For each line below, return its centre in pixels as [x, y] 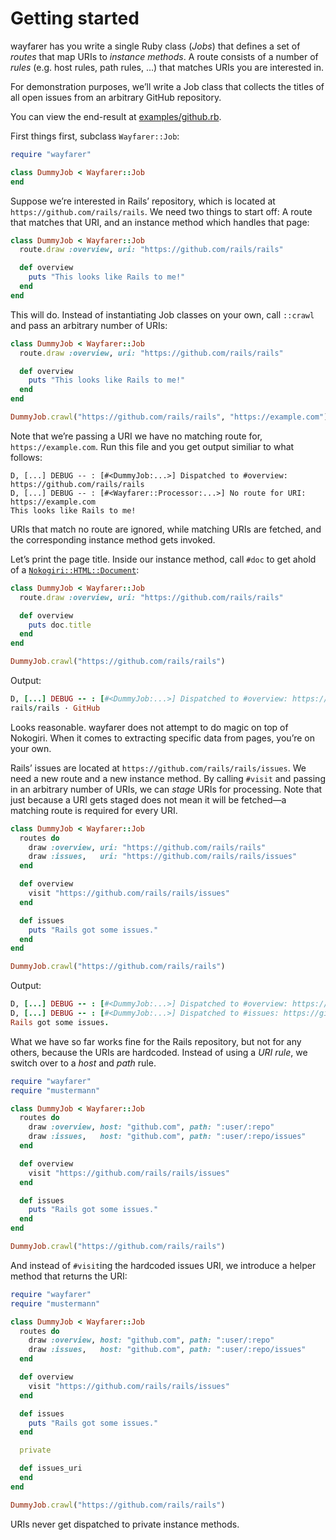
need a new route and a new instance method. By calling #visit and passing [168, 778]
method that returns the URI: [69, 1276]
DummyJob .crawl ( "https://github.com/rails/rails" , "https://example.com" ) [169, 417]
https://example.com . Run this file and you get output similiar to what [152, 446]
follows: [26, 457]
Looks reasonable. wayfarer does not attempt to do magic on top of [149, 727]
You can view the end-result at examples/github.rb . [116, 116]
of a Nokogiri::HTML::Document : [75, 569]
